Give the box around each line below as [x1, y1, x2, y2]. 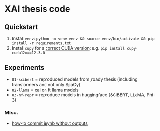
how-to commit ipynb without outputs [11, 120, 88, 126]
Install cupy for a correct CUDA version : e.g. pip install [11, 45, 125, 51]
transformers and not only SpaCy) [11, 81, 81, 87]
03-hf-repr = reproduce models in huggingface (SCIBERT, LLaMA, [11, 92, 146, 98]
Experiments [4, 63, 45, 72]
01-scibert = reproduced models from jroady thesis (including [11, 76, 137, 82]
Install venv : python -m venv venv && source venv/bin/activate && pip [11, 36, 155, 41]
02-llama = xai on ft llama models [11, 87, 79, 93]
